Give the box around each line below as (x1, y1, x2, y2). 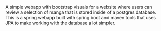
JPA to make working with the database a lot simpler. (5, 20, 116, 26)
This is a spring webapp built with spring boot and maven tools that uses (5, 15, 156, 20)
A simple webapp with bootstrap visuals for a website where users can (5, 4, 152, 10)
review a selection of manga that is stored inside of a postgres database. (5, 9, 156, 15)
